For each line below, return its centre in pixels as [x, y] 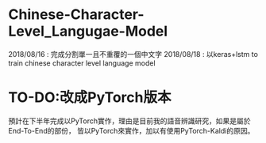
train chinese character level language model [82, 63]
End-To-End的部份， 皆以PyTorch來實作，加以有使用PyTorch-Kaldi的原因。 [131, 130]
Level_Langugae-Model [88, 31]
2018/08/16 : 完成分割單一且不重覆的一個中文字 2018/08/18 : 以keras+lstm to [133, 54]
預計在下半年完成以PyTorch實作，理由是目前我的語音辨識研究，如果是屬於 [129, 121]
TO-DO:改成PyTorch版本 [90, 98]
